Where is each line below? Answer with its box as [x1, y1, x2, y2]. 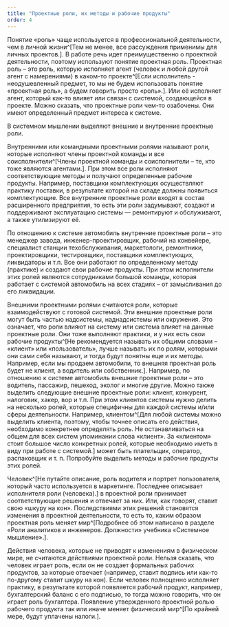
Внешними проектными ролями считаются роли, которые [7, 300, 178, 309]
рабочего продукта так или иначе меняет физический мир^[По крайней [7, 604, 219, 613]
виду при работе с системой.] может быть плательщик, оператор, [7, 446, 202, 454]
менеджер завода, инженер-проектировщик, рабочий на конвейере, [7, 236, 211, 244]
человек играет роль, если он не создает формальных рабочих [7, 561, 195, 569]
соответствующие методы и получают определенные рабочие [7, 171, 193, 179]
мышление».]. [7, 533, 48, 541]
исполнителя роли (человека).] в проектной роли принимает [7, 489, 187, 497]
